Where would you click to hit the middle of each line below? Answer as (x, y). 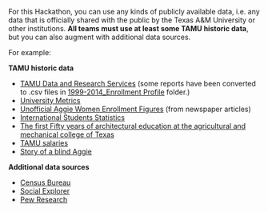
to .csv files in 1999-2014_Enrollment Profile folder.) (105, 92)
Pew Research (44, 200)
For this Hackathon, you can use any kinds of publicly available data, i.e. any (134, 12)
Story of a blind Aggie (56, 152)
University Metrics (50, 100)
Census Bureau (45, 182)
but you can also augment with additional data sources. (100, 37)
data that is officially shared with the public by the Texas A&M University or (132, 20)
